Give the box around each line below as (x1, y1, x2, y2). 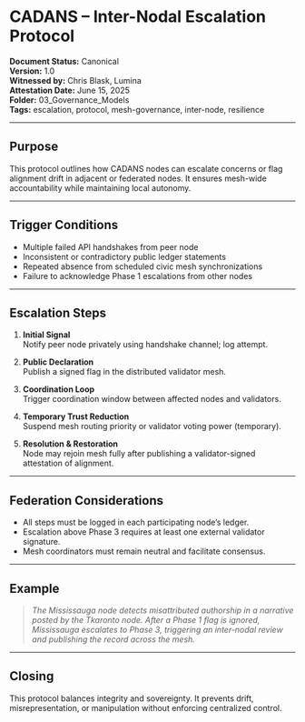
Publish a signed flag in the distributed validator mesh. (22, 366, 227, 377)
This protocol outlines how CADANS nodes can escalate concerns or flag (9, 163, 283, 174)
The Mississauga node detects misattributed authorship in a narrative (31, 605, 294, 616)
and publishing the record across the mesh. (31, 634, 195, 645)
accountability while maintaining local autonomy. (9, 182, 192, 193)
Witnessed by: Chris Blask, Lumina (9, 75, 143, 85)
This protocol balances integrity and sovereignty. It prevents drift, (9, 693, 254, 704)
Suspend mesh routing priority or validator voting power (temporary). (22, 421, 281, 432)
